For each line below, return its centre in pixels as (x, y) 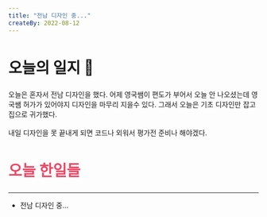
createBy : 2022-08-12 (44, 23)
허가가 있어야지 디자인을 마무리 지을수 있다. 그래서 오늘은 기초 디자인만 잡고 (139, 105)
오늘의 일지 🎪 (51, 67)
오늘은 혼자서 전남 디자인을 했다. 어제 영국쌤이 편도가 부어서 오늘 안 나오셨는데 (129, 95)
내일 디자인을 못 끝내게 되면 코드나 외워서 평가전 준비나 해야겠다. (108, 133)
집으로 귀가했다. (33, 114)
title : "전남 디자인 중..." (50, 15)
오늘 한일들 (44, 170)
